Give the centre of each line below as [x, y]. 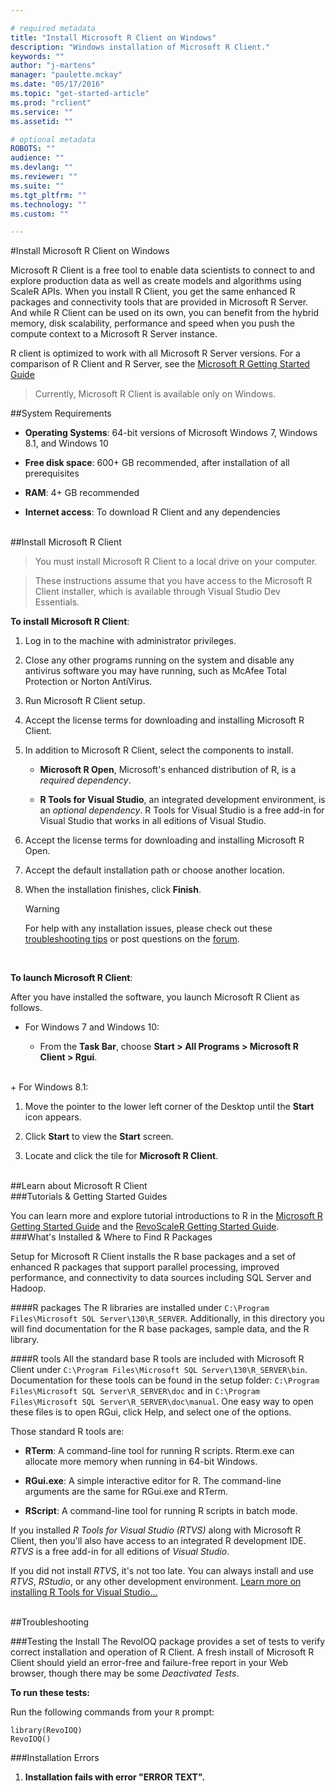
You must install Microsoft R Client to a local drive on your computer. [176, 562]
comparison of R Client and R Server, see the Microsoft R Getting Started [160, 364]
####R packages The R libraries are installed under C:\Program [140, 1308]
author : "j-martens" [53, 66]
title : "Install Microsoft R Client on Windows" [113, 37]
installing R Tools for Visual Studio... [84, 1592]
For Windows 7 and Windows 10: [92, 1027]
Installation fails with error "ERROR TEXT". [115, 1777]
